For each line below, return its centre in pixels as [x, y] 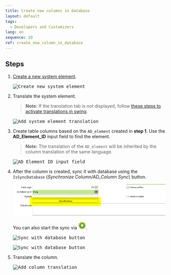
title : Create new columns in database [48, 11]
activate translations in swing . [56, 111]
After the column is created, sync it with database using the [75, 171]
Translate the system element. [44, 96]
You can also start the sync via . [50, 228]
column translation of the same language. [69, 151]
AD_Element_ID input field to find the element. [61, 136]
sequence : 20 [19, 38]
